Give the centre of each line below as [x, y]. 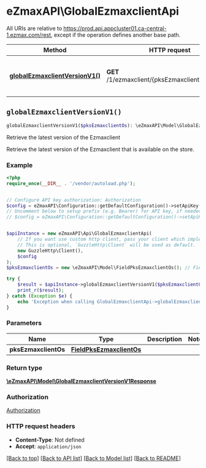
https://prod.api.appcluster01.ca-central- [115, 28]
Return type [25, 368]
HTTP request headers [41, 426]
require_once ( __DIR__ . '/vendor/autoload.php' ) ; [71, 183]
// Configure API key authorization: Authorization [74, 200]
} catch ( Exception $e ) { [39, 296]
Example [20, 165]
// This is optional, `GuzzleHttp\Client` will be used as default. [107, 245]
